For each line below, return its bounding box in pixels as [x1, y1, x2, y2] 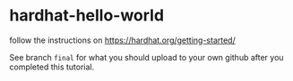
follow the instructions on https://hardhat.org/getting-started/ [9, 35, 236, 45]
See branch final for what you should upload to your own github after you [9, 52, 284, 62]
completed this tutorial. [9, 61, 95, 72]
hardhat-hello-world [9, 5, 164, 26]
